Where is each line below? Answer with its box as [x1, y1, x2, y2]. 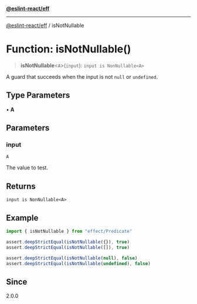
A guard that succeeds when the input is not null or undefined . [6, 73, 158, 80]
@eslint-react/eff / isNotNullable [6, 22, 84, 29]
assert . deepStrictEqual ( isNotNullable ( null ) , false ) [6, 255, 138, 261]
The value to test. [6, 164, 49, 171]
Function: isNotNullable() [6, 42, 131, 56]
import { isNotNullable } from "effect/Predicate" [6, 229, 133, 235]
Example [6, 213, 39, 223]
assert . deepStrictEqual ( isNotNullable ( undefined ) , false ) [6, 260, 151, 266]
